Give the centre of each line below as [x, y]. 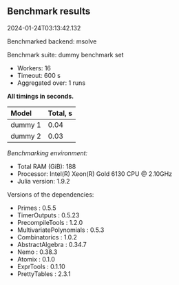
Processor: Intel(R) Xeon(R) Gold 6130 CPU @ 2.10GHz [95, 174]
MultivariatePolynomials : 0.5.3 [61, 230]
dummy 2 [26, 136]
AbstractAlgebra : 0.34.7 [52, 244]
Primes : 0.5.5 [36, 208]
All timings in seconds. [41, 96]
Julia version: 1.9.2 [43, 181]
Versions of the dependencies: [51, 194]
